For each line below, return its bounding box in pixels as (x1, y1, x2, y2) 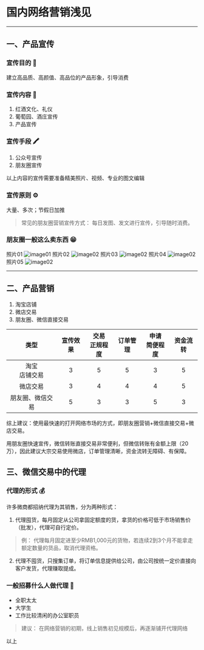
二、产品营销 (6, 283, 55, 294)
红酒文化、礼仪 (15, 105, 53, 112)
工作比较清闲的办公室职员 (15, 611, 80, 619)
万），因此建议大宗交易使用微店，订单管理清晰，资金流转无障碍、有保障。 (6, 447, 190, 455)
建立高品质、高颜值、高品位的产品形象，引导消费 (6, 73, 129, 81)
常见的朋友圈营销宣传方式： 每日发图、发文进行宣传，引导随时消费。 (21, 219, 193, 226)
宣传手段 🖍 (6, 137, 39, 146)
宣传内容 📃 (6, 90, 38, 99)
